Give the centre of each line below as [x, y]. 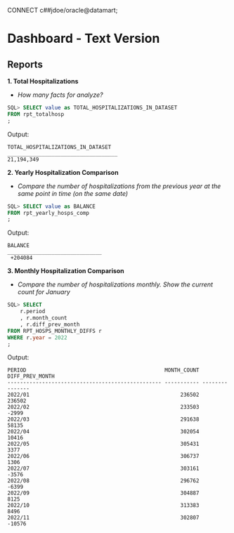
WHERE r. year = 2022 [38, 337]
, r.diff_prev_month [50, 324]
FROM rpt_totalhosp [36, 114]
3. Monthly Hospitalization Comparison [66, 271]
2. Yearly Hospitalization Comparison [63, 172]
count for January [44, 292]
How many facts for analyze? [60, 95]
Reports [25, 64]
